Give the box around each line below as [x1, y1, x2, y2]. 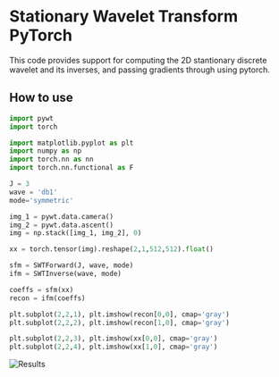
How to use [9, 90, 73, 105]
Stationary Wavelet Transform [9, 6, 239, 27]
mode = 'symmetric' [9, 196, 74, 205]
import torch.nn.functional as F [9, 163, 134, 172]
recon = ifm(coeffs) [9, 293, 87, 303]
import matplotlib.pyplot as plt [9, 138, 134, 147]
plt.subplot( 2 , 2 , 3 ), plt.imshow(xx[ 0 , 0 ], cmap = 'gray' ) [9, 334, 218, 343]
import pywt [9, 113, 54, 122]
